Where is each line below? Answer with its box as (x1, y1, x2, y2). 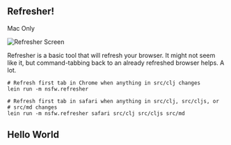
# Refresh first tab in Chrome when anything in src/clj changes (7, 79, 200, 86)
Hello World (7, 129, 59, 141)
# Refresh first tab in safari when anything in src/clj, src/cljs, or (7, 98, 219, 105)
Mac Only (7, 24, 35, 32)
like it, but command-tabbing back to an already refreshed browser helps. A (7, 59, 225, 67)
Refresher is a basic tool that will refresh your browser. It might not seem (7, 51, 216, 59)
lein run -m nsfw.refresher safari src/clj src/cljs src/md (7, 109, 186, 117)
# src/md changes (7, 104, 58, 111)
